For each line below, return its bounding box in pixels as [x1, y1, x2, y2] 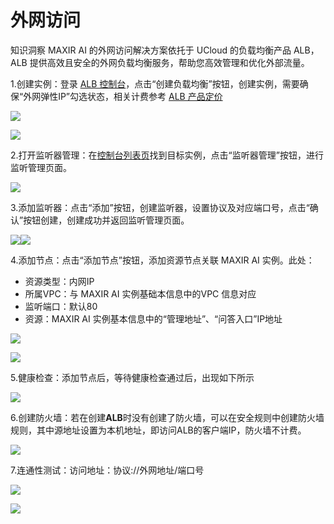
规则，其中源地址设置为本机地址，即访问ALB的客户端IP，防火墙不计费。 [10, 424, 307, 436]
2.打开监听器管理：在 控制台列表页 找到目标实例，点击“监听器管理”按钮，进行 [10, 149, 324, 161]
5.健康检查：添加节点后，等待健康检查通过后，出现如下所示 [10, 371, 255, 383]
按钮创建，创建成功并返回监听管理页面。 [23, 214, 190, 226]
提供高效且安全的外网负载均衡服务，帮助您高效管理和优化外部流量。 [29, 56, 310, 68]
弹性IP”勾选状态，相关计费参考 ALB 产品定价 [40, 90, 223, 102]
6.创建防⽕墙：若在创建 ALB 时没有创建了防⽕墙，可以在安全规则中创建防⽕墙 [10, 411, 325, 423]
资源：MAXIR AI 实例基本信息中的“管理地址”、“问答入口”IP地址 [24, 312, 283, 325]
